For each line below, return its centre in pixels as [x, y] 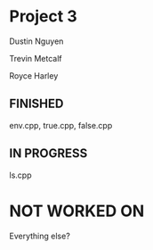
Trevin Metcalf [36, 58]
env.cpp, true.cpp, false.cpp [61, 125]
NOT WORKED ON [77, 211]
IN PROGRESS [48, 154]
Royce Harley [34, 75]
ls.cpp [20, 175]
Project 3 [43, 17]
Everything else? [40, 236]
